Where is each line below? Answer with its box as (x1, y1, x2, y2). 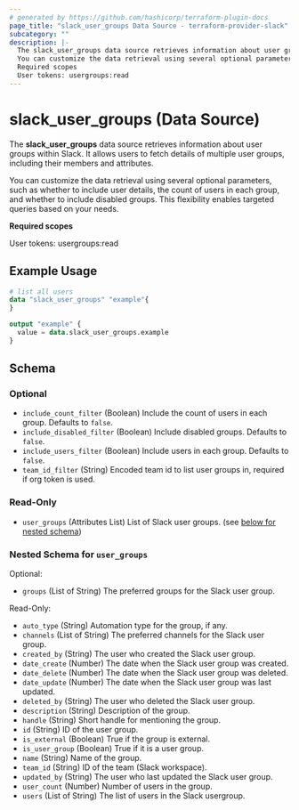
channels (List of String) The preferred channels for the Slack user (21, 629, 265, 641)
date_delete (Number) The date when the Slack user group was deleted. (21, 668, 289, 678)
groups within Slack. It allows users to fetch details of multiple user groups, (9, 148, 285, 158)
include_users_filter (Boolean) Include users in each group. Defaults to (21, 446, 289, 457)
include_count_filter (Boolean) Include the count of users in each (21, 408, 268, 418)
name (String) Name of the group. (21, 753, 142, 764)
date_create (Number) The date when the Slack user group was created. (21, 658, 289, 668)
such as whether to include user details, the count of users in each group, (9, 184, 280, 195)
